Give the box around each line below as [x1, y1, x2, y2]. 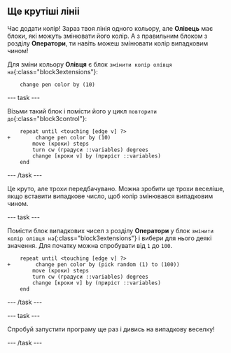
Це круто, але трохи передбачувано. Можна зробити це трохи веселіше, [7, 184, 225, 193]
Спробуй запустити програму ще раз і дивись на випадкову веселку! [7, 325, 215, 333]
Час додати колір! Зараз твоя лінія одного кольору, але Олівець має [7, 24, 213, 32]
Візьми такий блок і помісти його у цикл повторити [7, 106, 157, 115]
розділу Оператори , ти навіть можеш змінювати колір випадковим [7, 39, 209, 48]
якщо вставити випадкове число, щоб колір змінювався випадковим [7, 192, 213, 200]
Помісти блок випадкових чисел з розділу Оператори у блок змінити [7, 226, 214, 235]
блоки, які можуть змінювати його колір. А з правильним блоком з [7, 32, 208, 40]
